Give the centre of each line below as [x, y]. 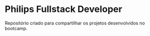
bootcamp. [16, 28]
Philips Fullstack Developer [64, 9]
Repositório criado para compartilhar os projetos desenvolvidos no [75, 23]
